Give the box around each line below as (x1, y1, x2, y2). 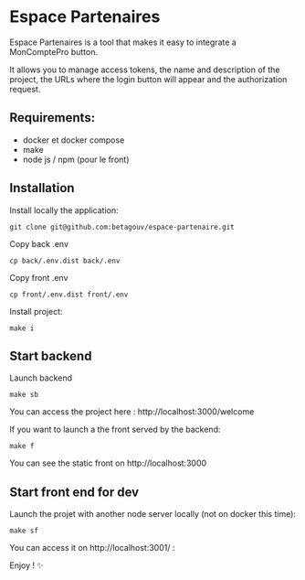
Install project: (9, 306, 63, 317)
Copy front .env (9, 272, 68, 283)
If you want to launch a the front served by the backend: (9, 424, 221, 435)
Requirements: (9, 110, 96, 125)
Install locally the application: (9, 204, 119, 216)
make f (9, 442, 35, 451)
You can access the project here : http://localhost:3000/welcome (9, 406, 255, 417)
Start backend (9, 348, 92, 363)
